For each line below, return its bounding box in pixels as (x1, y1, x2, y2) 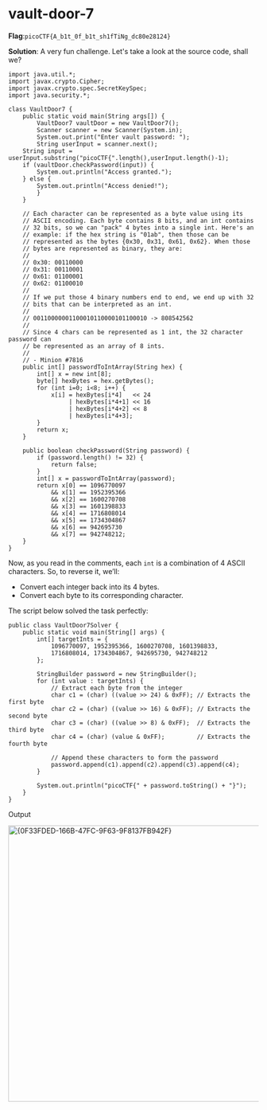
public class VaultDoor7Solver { (8, 621, 119, 629)
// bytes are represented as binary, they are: (22, 244, 183, 252)
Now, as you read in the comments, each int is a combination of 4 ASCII (8, 558, 246, 568)
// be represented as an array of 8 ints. (22, 342, 165, 350)
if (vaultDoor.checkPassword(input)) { (22, 161, 155, 169)
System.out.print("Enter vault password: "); (37, 133, 191, 141)
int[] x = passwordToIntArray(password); (37, 475, 176, 483)
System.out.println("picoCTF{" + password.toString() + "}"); (37, 781, 247, 789)
